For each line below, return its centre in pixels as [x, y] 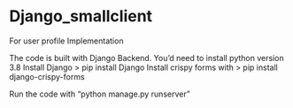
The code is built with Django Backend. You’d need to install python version [147, 58]
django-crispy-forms [47, 76]
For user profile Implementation [66, 41]
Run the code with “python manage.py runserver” [100, 94]
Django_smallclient [81, 16]
